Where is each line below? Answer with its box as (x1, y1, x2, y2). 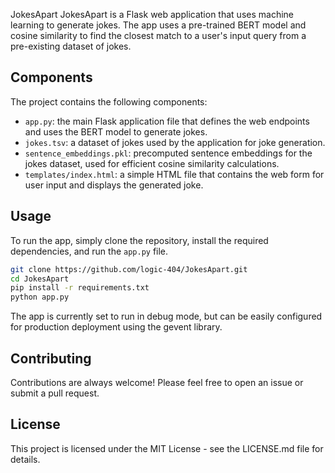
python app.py (10, 292, 70, 303)
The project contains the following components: (10, 95, 208, 108)
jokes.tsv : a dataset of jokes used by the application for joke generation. (24, 136, 326, 148)
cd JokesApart (10, 274, 70, 284)
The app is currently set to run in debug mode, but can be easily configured (10, 310, 323, 323)
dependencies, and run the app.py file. (10, 245, 169, 257)
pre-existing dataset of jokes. (10, 40, 132, 52)
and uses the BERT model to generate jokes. (24, 125, 208, 138)
